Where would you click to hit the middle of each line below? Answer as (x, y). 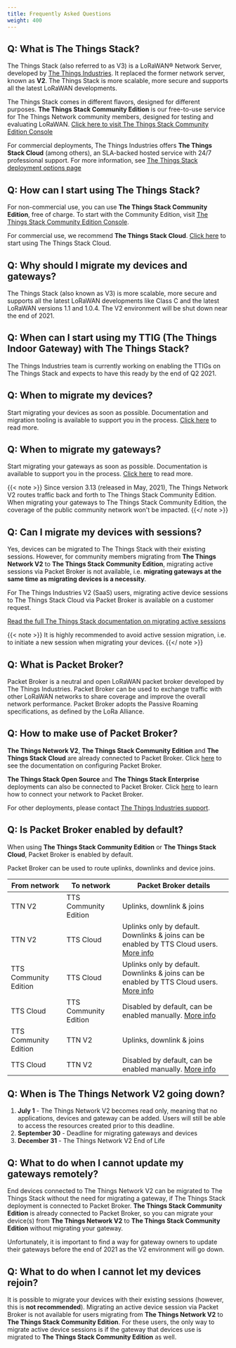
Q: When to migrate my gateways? (84, 449)
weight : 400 (25, 20)
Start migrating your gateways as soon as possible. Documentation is (107, 466)
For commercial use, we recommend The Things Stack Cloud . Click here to (117, 236)
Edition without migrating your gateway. (65, 1228)
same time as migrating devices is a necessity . (77, 579)
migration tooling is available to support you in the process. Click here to (112, 420)
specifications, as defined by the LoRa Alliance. (76, 711)
